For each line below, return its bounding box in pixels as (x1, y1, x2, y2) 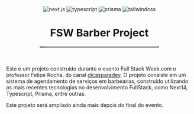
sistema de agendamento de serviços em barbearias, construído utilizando (6, 78, 189, 85)
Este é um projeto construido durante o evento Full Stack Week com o (6, 65, 176, 72)
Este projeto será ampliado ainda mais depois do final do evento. (6, 101, 164, 108)
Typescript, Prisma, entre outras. (6, 90, 86, 97)
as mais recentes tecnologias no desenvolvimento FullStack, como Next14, (6, 83, 188, 90)
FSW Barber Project (50, 26, 149, 40)
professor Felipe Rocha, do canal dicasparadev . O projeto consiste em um (6, 71, 186, 78)
